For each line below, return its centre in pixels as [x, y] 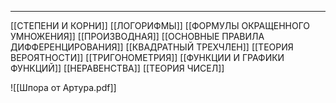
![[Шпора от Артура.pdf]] [63, 87]
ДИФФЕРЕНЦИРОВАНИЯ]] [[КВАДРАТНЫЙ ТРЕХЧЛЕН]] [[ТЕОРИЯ [152, 47]
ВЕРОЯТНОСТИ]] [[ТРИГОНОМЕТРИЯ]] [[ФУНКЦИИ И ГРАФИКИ [147, 57]
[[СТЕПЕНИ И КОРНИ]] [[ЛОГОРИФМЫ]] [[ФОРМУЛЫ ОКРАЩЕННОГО [160, 25]
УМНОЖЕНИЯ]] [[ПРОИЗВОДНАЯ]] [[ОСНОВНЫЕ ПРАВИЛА [137, 36]
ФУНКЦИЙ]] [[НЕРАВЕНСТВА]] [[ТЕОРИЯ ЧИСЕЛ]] [117, 68]
